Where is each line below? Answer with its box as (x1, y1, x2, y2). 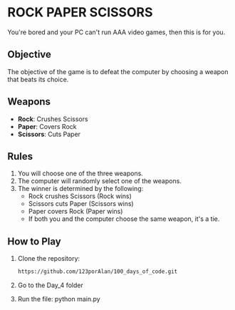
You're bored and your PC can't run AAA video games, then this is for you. (7, 28, 226, 36)
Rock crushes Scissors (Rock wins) (28, 192, 132, 200)
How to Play (7, 235, 62, 247)
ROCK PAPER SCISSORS (7, 4, 153, 21)
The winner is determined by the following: (17, 185, 144, 193)
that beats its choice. (7, 75, 69, 83)
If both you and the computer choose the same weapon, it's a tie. (28, 215, 220, 223)
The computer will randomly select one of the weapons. (17, 177, 182, 185)
